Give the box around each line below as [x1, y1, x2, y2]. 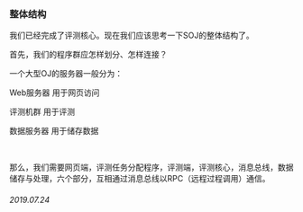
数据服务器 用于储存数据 [9, 126, 99, 137]
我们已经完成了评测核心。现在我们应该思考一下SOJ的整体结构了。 [9, 30, 254, 41]
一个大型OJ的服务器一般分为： [9, 68, 124, 79]
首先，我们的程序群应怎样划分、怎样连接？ [9, 49, 168, 60]
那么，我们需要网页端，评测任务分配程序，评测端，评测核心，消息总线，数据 [9, 162, 294, 172]
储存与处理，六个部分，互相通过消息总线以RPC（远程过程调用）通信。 [9, 173, 271, 184]
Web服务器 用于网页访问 [9, 87, 100, 98]
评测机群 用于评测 [9, 106, 75, 118]
